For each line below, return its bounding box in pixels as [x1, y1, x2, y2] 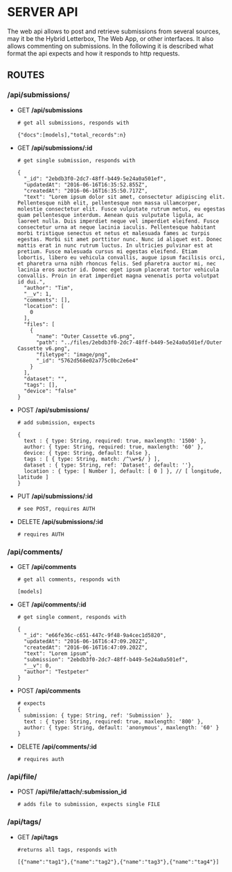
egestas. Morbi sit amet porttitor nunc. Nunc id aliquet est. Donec [17, 236, 223, 243]
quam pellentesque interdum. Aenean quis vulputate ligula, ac [17, 211, 204, 218]
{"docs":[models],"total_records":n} [17, 131, 127, 139]
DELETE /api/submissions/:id [17, 517, 103, 525]
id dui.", [17, 278, 46, 285]
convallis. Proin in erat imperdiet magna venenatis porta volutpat [17, 272, 220, 279]
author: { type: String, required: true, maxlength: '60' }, [24, 443, 204, 451]
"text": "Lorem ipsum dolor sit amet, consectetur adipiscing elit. [24, 193, 226, 200]
